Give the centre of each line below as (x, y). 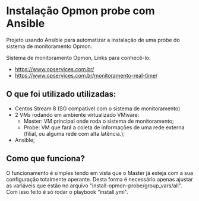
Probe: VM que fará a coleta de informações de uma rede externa (104, 127)
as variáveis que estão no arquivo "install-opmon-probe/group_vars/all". (94, 186)
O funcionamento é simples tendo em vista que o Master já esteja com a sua (100, 173)
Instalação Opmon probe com (80, 11)
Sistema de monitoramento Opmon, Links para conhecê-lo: (78, 58)
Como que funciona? (45, 159)
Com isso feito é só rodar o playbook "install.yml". (67, 192)
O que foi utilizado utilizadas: (61, 94)
